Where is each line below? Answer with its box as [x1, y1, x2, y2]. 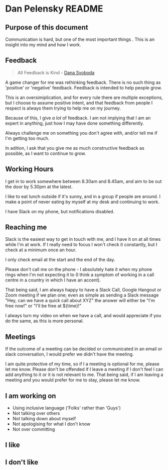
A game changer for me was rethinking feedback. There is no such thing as [5, 79, 161, 85]
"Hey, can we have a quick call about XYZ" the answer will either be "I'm [5, 298, 155, 304]
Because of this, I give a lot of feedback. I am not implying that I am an [5, 115, 151, 121]
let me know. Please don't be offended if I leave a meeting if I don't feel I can [5, 366, 163, 372]
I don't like [5, 458, 39, 466]
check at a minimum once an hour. [5, 247, 77, 253]
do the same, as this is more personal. [5, 318, 84, 324]
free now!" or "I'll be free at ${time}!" [5, 303, 82, 309]
